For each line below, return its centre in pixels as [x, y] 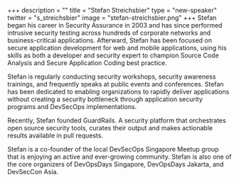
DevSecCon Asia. [33, 172]
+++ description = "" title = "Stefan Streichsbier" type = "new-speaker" [112, 10]
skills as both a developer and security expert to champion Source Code [113, 55]
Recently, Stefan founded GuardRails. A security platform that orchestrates [117, 120]
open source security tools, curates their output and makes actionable [110, 128]
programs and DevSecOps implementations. [72, 107]
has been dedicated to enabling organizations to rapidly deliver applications [118, 92]
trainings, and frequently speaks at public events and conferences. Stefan [116, 84]
